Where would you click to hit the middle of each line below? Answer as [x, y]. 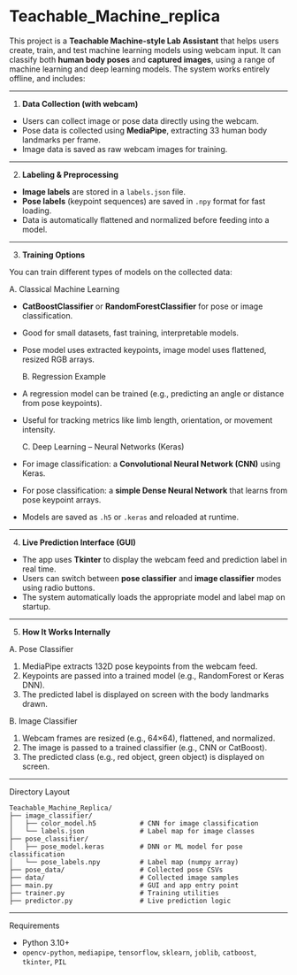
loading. [37, 211]
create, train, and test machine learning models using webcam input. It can [145, 50]
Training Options [53, 255]
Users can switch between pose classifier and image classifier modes [152, 578]
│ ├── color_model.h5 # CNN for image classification [134, 823]
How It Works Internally [66, 632]
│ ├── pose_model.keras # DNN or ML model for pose [126, 847]
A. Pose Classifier [42, 649]
